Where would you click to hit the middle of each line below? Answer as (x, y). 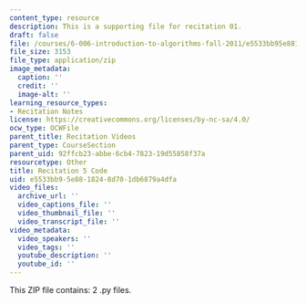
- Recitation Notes (46, 111)
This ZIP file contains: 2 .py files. (71, 290)
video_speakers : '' (55, 238)
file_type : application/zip (63, 60)
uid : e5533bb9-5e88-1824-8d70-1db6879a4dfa (93, 179)
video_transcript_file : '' (69, 221)
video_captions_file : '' (65, 205)
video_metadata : (40, 230)
